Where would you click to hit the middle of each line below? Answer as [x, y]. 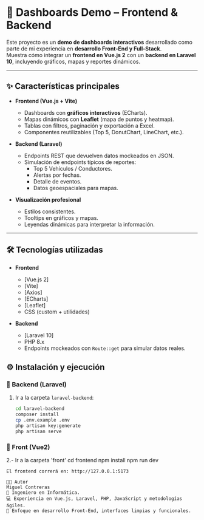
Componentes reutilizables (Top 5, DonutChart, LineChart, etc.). [104, 132]
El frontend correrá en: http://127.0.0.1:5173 [68, 471]
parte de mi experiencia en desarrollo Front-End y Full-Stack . [84, 49]
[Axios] [33, 292]
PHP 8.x [34, 341]
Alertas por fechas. [57, 175]
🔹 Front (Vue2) [28, 447]
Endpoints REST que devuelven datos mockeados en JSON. [99, 156]
